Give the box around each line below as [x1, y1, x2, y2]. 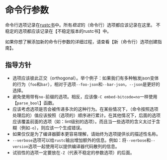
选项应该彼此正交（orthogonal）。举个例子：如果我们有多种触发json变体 [12, 75, 159, 81]
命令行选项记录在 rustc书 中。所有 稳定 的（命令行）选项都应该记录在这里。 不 [5, 22, 161, 28]
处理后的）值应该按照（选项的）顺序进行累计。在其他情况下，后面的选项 [12, 112, 161, 118]
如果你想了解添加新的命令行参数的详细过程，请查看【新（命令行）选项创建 [5, 38, 158, 45]
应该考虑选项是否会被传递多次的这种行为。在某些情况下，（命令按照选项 [12, 106, 159, 112]
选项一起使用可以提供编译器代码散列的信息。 [28, 143, 120, 149]
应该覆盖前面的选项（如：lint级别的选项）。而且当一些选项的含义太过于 [12, 118, 156, 124]
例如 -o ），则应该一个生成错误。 [21, 125, 85, 131]
